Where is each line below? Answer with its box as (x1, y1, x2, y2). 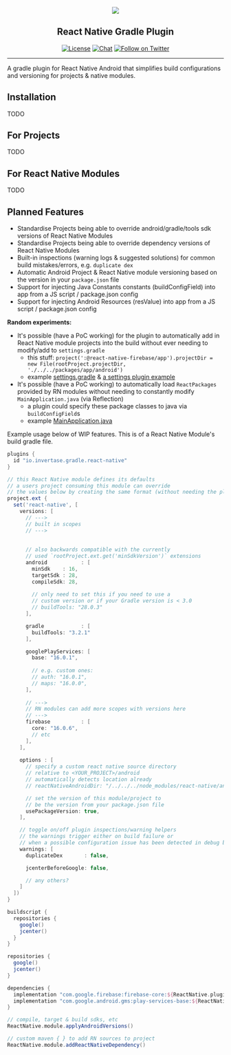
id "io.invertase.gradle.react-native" (13, 457, 128, 464)
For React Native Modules (7, 167, 120, 179)
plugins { (7, 451, 36, 458)
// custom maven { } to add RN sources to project (7, 1035, 155, 1043)
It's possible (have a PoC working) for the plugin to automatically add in (16, 331, 220, 340)
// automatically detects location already (25, 776, 153, 783)
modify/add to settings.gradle (16, 346, 105, 355)
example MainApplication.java (27, 417, 113, 425)
